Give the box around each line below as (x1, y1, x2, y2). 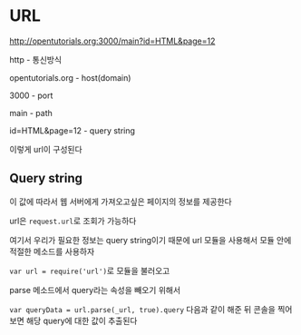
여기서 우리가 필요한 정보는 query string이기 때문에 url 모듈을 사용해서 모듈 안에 (9, 234, 292, 245)
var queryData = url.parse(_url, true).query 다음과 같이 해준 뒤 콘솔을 (9, 303, 277, 314)
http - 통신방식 (9, 54, 62, 64)
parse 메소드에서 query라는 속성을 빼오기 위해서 (9, 284, 181, 295)
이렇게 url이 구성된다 (9, 143, 83, 154)
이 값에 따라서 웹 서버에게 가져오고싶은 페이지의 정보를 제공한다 (9, 196, 233, 207)
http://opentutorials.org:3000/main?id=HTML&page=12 (9, 35, 216, 46)
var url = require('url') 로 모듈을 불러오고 (9, 265, 170, 276)
